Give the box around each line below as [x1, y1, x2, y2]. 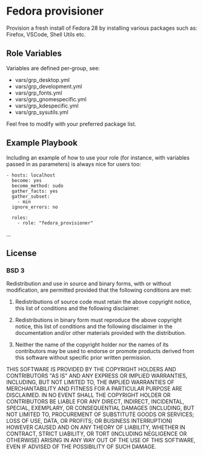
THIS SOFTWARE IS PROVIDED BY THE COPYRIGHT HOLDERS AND [6, 366, 177, 373]
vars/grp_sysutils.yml [15, 108, 68, 116]
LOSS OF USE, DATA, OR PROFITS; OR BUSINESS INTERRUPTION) [6, 417, 173, 425]
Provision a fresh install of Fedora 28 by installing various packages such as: [6, 24, 198, 32]
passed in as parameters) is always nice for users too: [6, 160, 141, 167]
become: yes [12, 177, 42, 183]
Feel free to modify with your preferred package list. [6, 120, 136, 127]
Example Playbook [6, 138, 78, 148]
